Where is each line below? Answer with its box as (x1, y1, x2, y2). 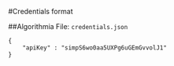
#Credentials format (8, 7, 73, 16)
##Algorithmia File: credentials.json (8, 22, 128, 31)
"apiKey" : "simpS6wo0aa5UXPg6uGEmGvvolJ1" (22, 44, 168, 52)
